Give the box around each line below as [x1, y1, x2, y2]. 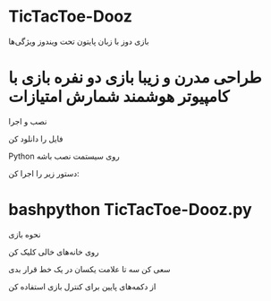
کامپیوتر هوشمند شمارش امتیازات [8, 87, 230, 107]
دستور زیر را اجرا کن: [8, 168, 80, 178]
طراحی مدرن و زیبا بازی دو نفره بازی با [8, 67, 262, 88]
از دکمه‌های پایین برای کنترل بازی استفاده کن [8, 280, 157, 292]
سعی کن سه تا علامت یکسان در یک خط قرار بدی [8, 263, 171, 274]
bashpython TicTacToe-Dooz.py [8, 200, 252, 220]
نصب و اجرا [8, 116, 47, 126]
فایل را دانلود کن [8, 133, 64, 144]
